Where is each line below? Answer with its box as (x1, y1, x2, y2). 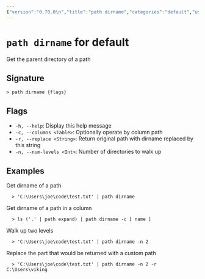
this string (15, 142, 41, 149)
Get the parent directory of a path (6, 56, 91, 63)
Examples (6, 165, 45, 176)
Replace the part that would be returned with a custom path (6, 250, 157, 256)
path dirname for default (6, 35, 129, 49)
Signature (6, 73, 45, 83)
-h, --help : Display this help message (15, 122, 112, 129)
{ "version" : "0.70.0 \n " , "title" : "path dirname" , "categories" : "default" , (6, 9, 192, 15)
